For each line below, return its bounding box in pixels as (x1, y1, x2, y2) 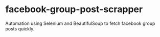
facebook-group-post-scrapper (5, 4, 143, 15)
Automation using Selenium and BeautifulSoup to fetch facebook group (5, 20, 155, 26)
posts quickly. (5, 25, 35, 31)
